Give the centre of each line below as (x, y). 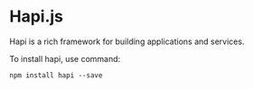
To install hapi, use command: (65, 58)
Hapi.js (37, 17)
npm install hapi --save (56, 75)
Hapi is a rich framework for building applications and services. (127, 41)
